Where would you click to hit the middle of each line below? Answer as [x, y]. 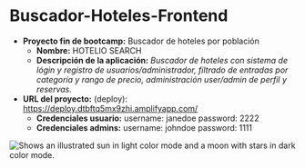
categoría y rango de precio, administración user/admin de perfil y [162, 79]
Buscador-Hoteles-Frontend [119, 16]
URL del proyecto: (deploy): [75, 99]
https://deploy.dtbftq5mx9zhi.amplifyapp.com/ [110, 108]
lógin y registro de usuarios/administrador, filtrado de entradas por [162, 70]
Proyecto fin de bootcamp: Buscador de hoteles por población [141, 41]
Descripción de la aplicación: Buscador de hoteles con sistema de [162, 60]
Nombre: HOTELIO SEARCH [89, 50]
